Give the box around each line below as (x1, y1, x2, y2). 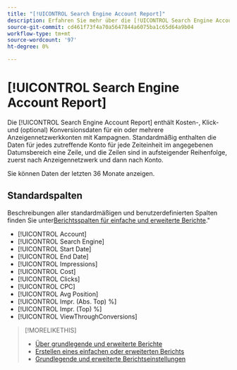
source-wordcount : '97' (7, 37, 78, 44)
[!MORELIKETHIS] (24, 326, 77, 334)
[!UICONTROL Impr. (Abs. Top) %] (17, 297, 117, 306)
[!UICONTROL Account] (17, 229, 87, 238)
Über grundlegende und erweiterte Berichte (35, 340, 163, 348)
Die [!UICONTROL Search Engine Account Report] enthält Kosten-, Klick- (7, 118, 219, 126)
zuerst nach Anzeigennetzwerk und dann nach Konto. (7, 155, 164, 164)
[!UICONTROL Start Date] (17, 244, 92, 253)
